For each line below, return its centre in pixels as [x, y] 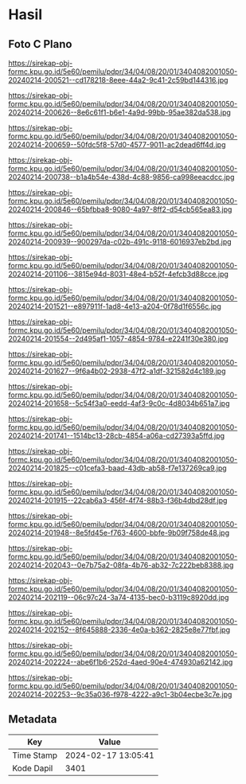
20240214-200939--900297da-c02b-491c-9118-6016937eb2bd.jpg [120, 242]
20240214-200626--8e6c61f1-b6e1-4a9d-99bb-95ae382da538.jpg [119, 112]
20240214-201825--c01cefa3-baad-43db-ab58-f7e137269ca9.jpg [117, 468]
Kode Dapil [33, 768]
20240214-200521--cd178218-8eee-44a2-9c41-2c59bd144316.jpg [118, 80]
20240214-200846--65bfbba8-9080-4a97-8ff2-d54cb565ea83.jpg [120, 209]
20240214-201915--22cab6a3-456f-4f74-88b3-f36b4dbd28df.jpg [118, 500]
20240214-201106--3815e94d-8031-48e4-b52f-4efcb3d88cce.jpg [119, 274]
